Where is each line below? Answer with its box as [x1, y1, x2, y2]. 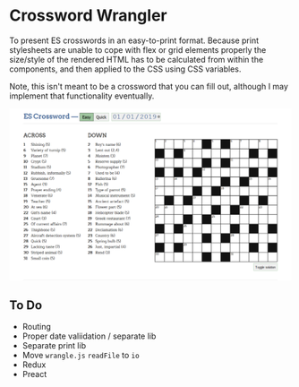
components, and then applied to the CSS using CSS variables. [9, 64, 242, 74]
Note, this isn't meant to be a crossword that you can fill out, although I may [9, 81, 289, 91]
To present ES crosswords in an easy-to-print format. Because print [9, 35, 260, 46]
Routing [21, 322, 52, 332]
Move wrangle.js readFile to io [21, 350, 141, 361]
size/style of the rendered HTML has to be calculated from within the [9, 54, 264, 64]
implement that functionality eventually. [9, 90, 155, 101]
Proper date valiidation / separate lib [21, 331, 157, 341]
